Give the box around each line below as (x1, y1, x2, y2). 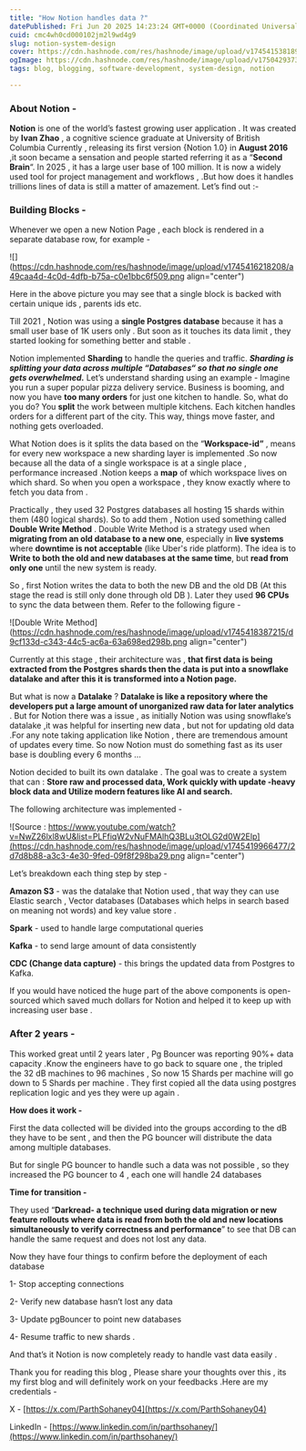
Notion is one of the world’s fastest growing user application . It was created (9, 123, 297, 134)
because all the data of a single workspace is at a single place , (9, 457, 248, 469)
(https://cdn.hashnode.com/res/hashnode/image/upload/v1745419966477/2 (9, 841, 296, 852)
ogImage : (9, 56, 43, 65)
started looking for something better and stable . (9, 335, 191, 346)
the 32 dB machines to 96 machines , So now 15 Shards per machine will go (9, 1068, 294, 1078)
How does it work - (9, 1104, 83, 1116)
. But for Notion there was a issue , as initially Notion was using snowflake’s (9, 710, 291, 721)
